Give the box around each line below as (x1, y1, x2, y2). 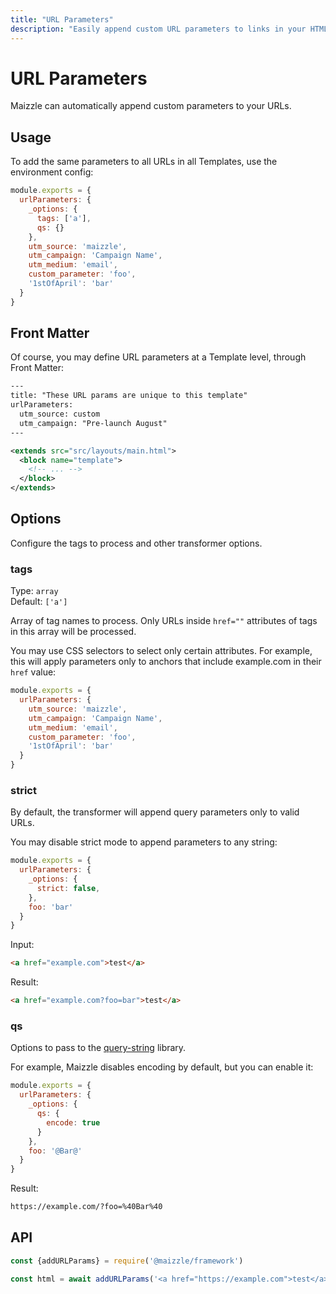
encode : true (46, 1117, 101, 1128)
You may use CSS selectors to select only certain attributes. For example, (10, 645, 313, 657)
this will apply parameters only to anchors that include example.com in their (10, 656, 322, 668)
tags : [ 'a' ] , (36, 213, 92, 223)
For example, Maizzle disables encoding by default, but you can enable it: (10, 1061, 314, 1073)
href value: (10, 666, 57, 678)
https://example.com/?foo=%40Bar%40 (10, 1202, 163, 1212)
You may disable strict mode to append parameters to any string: (10, 836, 278, 848)
